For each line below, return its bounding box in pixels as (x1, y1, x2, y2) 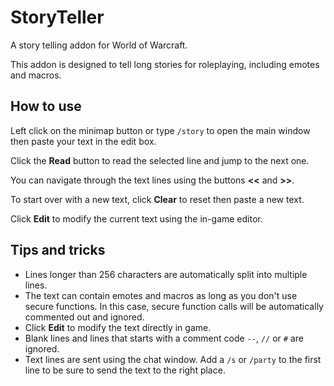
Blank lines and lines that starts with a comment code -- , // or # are (24, 332, 304, 344)
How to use (10, 98, 82, 115)
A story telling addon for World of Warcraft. (10, 39, 188, 51)
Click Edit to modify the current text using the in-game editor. (10, 212, 263, 225)
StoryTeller (10, 6, 105, 29)
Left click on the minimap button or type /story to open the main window (10, 124, 311, 136)
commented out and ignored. (24, 311, 145, 323)
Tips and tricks (10, 242, 106, 259)
